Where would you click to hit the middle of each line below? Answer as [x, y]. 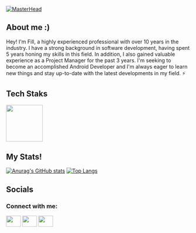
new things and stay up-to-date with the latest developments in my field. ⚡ [96, 73]
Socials [20, 189]
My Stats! [24, 157]
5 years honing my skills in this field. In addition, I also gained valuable [91, 54]
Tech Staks [27, 94]
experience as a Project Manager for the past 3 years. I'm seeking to [89, 60]
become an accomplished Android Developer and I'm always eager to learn [97, 66]
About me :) [28, 27]
